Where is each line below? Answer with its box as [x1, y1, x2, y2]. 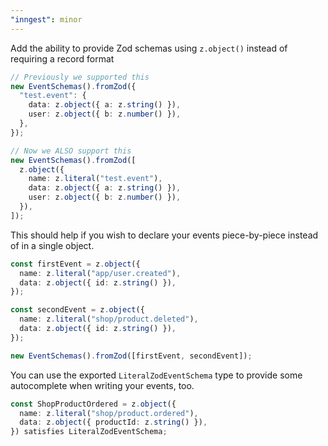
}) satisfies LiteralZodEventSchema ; [10, 427, 168, 437]
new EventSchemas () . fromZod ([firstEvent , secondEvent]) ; [10, 351, 253, 361]
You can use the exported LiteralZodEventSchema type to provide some [10, 369, 303, 381]
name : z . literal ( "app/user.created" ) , [19, 268, 182, 278]
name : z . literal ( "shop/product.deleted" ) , [19, 314, 199, 325]
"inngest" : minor [10, 14, 83, 25]
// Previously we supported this [10, 72, 150, 82]
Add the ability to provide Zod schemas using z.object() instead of [10, 42, 288, 54]
